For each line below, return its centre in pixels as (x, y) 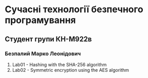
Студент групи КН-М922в (48, 39)
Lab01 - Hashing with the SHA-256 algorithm (59, 64)
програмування (40, 20)
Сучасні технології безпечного (74, 9)
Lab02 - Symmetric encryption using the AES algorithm (70, 70)
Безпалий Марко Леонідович (43, 54)
